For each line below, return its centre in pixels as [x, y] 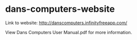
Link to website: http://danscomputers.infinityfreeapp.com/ [66, 23]
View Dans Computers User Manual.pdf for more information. [68, 32]
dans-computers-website [60, 9]
